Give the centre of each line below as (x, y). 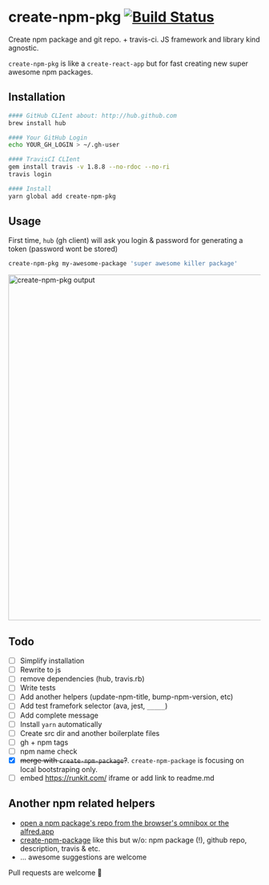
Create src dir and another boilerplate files (90, 733)
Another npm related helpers (82, 804)
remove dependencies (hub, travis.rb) (82, 679)
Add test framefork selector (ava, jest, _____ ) (94, 706)
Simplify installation (52, 661)
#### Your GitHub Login (48, 137)
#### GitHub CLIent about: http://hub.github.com (93, 115)
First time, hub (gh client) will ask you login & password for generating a (126, 240)
